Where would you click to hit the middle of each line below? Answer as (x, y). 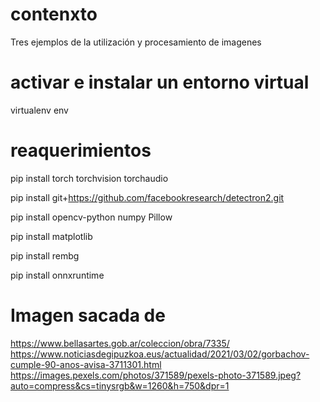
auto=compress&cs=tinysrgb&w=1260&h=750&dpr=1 (120, 385)
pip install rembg (45, 255)
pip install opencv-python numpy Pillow (91, 217)
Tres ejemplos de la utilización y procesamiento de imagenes (136, 42)
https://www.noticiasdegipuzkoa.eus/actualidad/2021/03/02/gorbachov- (160, 354)
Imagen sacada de (88, 315)
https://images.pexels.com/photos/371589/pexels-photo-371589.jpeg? (156, 375)
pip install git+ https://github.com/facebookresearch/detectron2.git (147, 197)
